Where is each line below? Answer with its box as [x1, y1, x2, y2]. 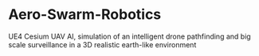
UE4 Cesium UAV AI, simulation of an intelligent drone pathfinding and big [8, 32, 251, 41]
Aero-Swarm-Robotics [8, 6, 162, 24]
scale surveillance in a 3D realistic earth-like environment [8, 39, 197, 49]
